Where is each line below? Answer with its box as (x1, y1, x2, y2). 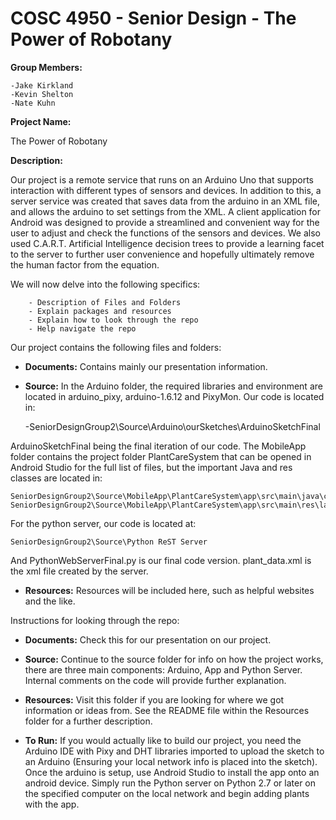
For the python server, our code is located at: (10, 517, 197, 529)
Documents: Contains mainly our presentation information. (24, 360, 268, 372)
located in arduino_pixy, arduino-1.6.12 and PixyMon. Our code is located (24, 390, 325, 402)
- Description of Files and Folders (28, 297, 182, 307)
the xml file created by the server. (10, 565, 149, 577)
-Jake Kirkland (10, 80, 74, 91)
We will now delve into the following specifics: (10, 278, 201, 290)
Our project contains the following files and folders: (10, 341, 222, 353)
